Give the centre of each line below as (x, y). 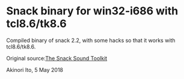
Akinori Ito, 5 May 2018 (35, 69)
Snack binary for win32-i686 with (92, 11)
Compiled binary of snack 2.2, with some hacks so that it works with (91, 40)
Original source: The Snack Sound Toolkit (57, 58)
